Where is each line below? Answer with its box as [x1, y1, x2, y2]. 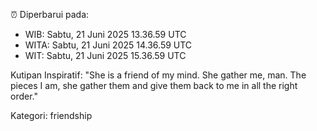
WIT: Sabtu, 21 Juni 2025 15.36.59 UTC [24, 50, 187, 61]
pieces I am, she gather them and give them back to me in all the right [10, 80, 298, 91]
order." [10, 90, 38, 102]
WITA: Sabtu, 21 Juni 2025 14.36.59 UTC [24, 39, 193, 51]
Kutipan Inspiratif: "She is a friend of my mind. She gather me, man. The [10, 69, 307, 81]
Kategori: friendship [10, 110, 93, 121]
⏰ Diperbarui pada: [10, 9, 90, 20]
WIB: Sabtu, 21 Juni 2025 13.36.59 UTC [24, 29, 187, 40]
